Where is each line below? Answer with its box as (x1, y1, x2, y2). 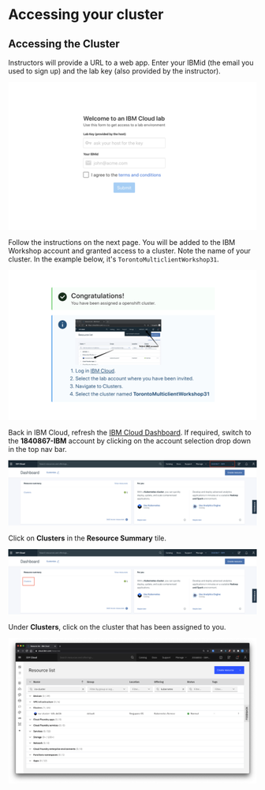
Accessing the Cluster (8, 37, 120, 51)
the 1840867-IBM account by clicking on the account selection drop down (8, 436, 251, 446)
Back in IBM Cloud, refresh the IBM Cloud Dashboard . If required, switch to (8, 427, 252, 437)
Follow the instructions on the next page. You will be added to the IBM (8, 238, 236, 247)
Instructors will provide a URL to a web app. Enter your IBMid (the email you (8, 58, 254, 67)
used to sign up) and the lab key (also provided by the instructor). (8, 66, 221, 76)
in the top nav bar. (8, 444, 67, 453)
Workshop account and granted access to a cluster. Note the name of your (8, 246, 251, 256)
